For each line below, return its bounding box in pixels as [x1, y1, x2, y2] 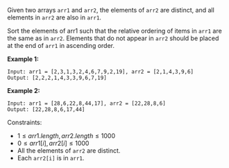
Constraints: [7, 118, 42, 126]
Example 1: [7, 55, 40, 63]
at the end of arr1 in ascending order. [7, 42, 115, 49]
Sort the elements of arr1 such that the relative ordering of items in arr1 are [7, 27, 222, 35]
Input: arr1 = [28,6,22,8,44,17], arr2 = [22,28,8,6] [7, 100, 167, 107]
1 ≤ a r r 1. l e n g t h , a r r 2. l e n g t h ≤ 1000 [17, 132, 116, 140]
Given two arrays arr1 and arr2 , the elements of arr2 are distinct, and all [7, 6, 215, 14]
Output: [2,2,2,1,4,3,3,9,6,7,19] [7, 74, 108, 81]
